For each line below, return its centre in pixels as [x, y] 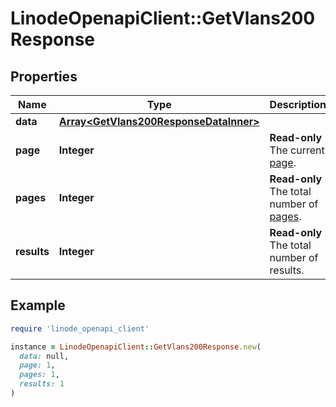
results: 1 [42, 384]
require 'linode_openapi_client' [80, 328]
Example [38, 305]
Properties [44, 76]
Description [298, 104]
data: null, [44, 356]
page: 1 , [37, 365]
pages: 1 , [39, 375]
